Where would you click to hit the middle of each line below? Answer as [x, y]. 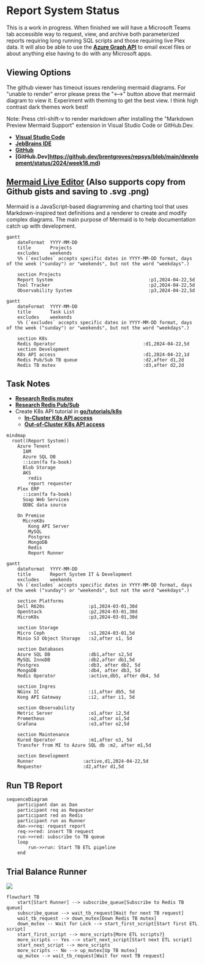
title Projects [45, 248]
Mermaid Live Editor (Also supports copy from [96, 182]
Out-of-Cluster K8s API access [64, 424]
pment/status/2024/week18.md [57, 163]
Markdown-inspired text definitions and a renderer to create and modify [97, 213]
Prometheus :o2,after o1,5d [74, 719]
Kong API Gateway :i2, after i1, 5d [76, 697]
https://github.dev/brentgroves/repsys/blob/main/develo [124, 156]
